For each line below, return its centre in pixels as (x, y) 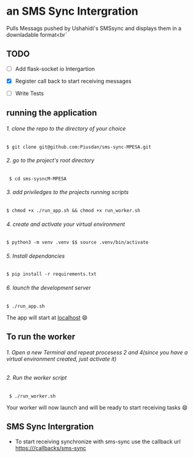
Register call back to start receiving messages (73, 81)
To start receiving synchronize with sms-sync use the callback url (98, 441)
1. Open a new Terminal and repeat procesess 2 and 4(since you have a (97, 352)
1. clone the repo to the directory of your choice (66, 128)
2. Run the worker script (37, 378)
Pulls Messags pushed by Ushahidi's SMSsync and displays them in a (94, 28)
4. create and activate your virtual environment (66, 224)
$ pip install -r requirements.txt (52, 274)
